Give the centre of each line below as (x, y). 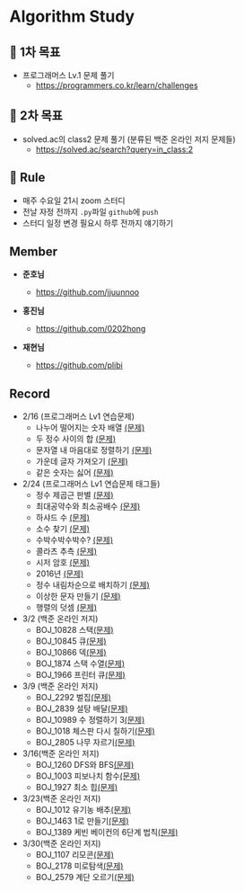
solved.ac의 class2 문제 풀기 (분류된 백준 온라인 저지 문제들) (129, 139)
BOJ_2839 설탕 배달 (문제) (82, 708)
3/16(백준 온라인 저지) (61, 753)
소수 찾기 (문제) (62, 529)
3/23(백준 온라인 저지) (61, 798)
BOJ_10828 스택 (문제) (74, 630)
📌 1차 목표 (35, 52)
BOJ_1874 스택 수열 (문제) (80, 664)
